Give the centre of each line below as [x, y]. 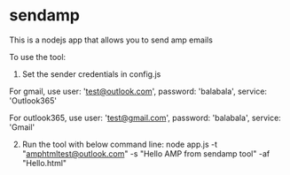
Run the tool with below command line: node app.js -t [119, 144]
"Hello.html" [44, 163]
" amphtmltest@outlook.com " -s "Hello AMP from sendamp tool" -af [146, 153]
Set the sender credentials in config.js [91, 74]
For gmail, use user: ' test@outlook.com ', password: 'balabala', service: [138, 91]
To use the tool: [38, 57]
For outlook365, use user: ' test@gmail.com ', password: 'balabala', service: [145, 118]
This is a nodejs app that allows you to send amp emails [111, 40]
